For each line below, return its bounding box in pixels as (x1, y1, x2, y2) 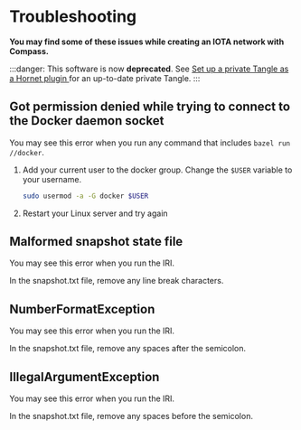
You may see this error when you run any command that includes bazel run (9, 137, 291, 148)
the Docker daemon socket (9, 113, 165, 128)
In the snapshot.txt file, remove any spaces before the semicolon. (9, 411, 253, 422)
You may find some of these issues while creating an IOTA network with (9, 36, 285, 47)
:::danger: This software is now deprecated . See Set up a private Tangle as (9, 63, 289, 74)
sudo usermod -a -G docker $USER (22, 192, 149, 201)
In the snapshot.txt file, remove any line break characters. (9, 276, 224, 286)
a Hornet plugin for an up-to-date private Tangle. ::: (9, 72, 201, 83)
